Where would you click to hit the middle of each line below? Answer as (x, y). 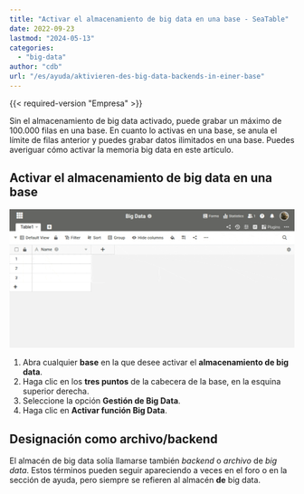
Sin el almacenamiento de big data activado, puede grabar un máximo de (146, 120)
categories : (32, 48)
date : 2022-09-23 (42, 28)
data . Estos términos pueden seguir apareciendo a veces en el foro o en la (148, 470)
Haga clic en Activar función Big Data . (95, 411)
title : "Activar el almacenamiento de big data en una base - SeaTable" (149, 19)
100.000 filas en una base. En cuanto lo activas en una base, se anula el (143, 130)
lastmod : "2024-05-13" (52, 38)
